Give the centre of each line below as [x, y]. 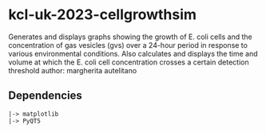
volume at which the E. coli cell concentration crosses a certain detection [129, 62]
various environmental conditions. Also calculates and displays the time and [133, 53]
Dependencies [45, 96]
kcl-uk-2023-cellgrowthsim [103, 15]
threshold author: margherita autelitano [73, 70]
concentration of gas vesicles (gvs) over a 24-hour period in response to [128, 45]
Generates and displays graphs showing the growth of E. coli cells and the [131, 37]
